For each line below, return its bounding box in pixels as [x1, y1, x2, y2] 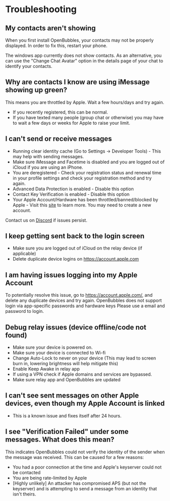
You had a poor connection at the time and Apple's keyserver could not [12, 464, 162, 470]
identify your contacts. [5, 63, 52, 69]
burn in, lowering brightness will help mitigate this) [12, 361, 118, 367]
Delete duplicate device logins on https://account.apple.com [12, 256, 139, 262]
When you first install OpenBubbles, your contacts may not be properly [5, 37, 154, 43]
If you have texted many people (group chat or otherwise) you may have [12, 114, 164, 120]
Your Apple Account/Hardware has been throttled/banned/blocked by [12, 196, 158, 202]
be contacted [12, 469, 41, 475]
